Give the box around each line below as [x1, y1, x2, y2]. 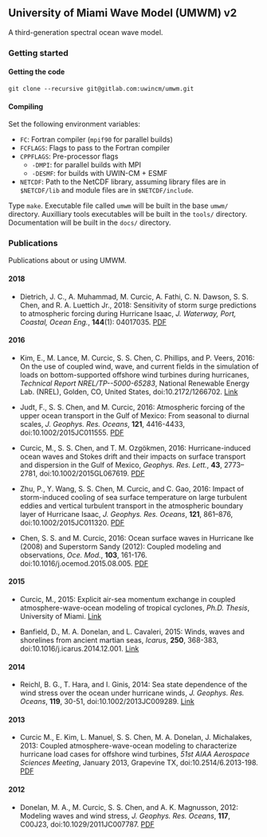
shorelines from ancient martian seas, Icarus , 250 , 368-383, [19, 636, 219, 645]
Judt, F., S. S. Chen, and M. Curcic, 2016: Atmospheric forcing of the [19, 402, 245, 412]
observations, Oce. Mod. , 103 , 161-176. [19, 550, 147, 560]
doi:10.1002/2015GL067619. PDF [39, 468, 145, 478]
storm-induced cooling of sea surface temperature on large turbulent [19, 492, 247, 502]
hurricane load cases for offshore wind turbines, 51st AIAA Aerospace [19, 749, 249, 759]
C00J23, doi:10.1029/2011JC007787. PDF [19, 819, 155, 829]
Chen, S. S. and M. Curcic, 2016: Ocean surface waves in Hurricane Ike [19, 533, 254, 542]
